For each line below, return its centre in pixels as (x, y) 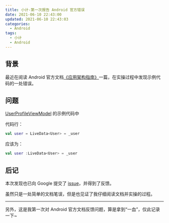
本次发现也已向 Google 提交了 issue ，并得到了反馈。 (60, 183)
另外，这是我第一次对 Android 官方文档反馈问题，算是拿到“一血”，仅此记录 (83, 209)
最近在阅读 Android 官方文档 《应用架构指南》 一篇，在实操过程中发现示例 (81, 77)
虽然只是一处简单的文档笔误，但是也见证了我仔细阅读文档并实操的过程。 (80, 194)
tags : (11, 33)
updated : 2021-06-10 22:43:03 (37, 19)
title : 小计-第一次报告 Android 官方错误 (45, 10)
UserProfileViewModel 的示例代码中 (42, 114)
